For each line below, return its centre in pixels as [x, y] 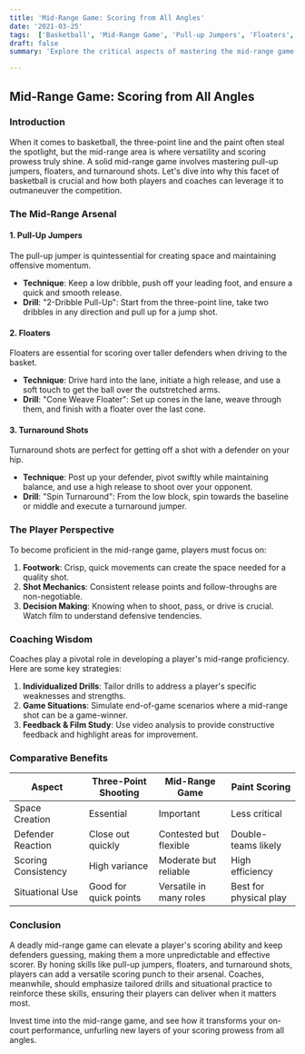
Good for [108, 887]
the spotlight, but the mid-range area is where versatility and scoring [138, 152]
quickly [104, 846]
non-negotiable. [53, 596]
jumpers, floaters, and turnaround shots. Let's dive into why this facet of [144, 171]
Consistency [41, 871]
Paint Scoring [261, 787]
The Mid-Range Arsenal [63, 214]
